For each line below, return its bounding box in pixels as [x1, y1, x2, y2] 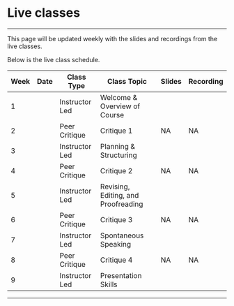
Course [100, 110, 125, 119]
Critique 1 [100, 126, 133, 136]
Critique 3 [100, 214, 133, 224]
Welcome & [100, 92, 138, 102]
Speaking [100, 239, 132, 249]
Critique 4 [100, 255, 133, 265]
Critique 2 [100, 166, 133, 175]
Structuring [100, 150, 137, 160]
